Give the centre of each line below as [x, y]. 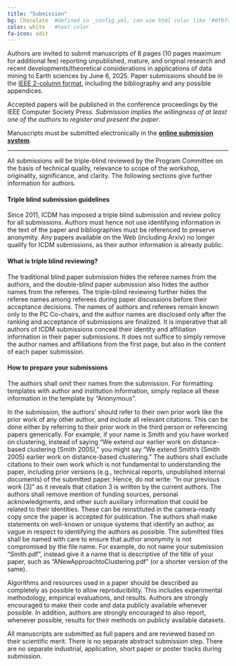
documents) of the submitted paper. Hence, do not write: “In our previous [113, 479]
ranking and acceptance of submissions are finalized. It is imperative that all [117, 322]
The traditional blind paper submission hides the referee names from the [112, 277]
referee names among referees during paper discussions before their [107, 299]
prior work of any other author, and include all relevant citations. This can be [118, 419]
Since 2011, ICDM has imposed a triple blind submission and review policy [114, 215]
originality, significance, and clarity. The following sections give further [110, 176]
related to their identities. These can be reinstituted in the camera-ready [112, 509]
